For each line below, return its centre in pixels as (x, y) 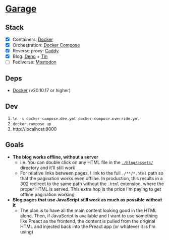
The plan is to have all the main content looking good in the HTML (88, 210)
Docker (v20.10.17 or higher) (42, 91)
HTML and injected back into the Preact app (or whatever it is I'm (88, 226)
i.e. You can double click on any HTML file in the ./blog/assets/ (87, 162)
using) (27, 231)
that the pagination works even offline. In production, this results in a (91, 178)
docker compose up (32, 124)
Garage (21, 9)
